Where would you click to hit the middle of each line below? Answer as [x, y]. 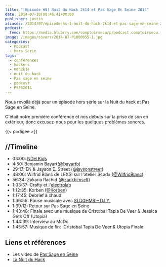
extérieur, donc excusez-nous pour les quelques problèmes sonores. [75, 122]
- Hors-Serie [23, 51]
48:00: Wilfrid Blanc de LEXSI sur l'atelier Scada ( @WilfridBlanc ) [78, 174]
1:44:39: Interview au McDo [40, 222]
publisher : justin [24, 19]
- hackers [20, 65]
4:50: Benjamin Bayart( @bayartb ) [46, 164]
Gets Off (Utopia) [30, 216]
